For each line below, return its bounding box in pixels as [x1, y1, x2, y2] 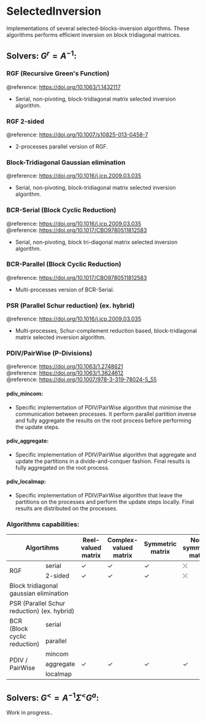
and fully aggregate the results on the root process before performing [15, 416, 192, 424]
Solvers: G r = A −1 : [6, 49, 77, 61]
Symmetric [143, 540, 177, 548]
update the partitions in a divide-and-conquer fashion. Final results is [15, 457, 191, 465]
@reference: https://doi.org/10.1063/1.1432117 [6, 83, 121, 90]
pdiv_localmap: [6, 478, 46, 486]
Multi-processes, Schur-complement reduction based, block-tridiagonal [15, 327, 197, 335]
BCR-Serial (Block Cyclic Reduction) [6, 206, 116, 214]
